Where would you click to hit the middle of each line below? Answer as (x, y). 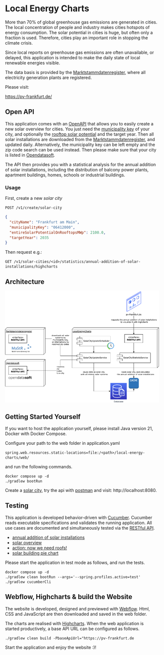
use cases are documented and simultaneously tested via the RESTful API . (80, 528)
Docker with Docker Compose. (36, 434)
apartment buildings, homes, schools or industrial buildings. (65, 175)
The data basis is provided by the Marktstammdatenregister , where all (75, 72)
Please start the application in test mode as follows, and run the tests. (75, 562)
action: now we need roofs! (40, 548)
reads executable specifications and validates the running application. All (79, 523)
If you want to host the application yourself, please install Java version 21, (79, 429)
